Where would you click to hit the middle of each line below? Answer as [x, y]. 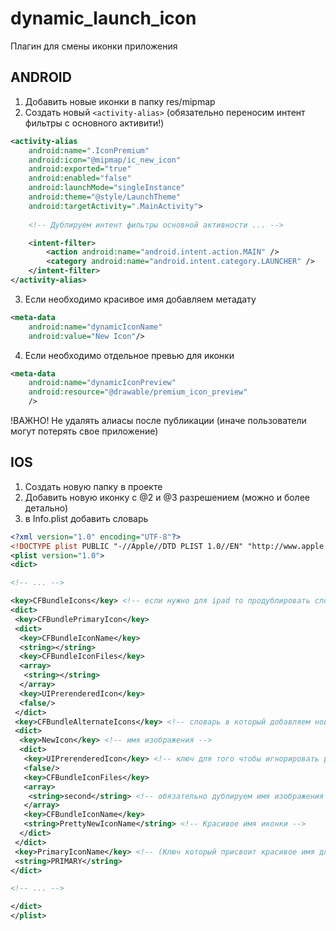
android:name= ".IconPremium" [89, 150]
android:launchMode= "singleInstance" [107, 188]
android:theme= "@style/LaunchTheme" [105, 197]
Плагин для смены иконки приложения [94, 46]
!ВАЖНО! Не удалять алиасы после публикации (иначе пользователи [158, 420]
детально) [46, 508]
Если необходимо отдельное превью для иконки [129, 355]
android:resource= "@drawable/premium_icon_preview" [138, 392]
